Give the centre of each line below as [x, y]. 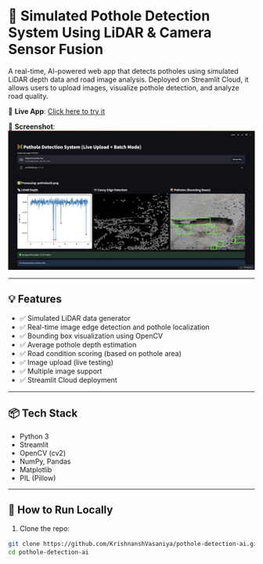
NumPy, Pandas [45, 461]
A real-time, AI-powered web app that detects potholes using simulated [123, 71]
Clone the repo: [45, 529]
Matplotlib [36, 469]
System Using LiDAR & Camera [110, 33]
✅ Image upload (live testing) [66, 362]
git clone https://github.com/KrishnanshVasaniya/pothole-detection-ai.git [134, 544]
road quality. [28, 96]
